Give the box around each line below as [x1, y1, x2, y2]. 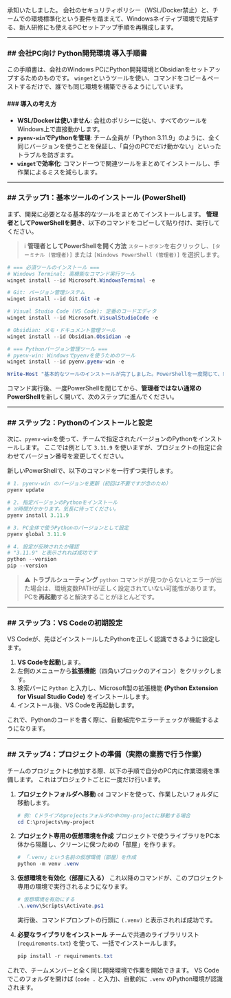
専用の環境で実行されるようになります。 [16, 883, 132, 891]
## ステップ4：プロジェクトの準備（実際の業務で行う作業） [7, 750, 206, 759]
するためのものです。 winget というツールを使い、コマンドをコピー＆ [12, 74, 208, 82]
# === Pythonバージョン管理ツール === [7, 346, 108, 353]
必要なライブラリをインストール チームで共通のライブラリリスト [16, 930, 200, 938]
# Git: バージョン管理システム [7, 289, 85, 296]
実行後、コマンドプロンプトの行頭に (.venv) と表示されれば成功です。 [16, 916, 217, 924]
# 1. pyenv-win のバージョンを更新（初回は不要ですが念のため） [7, 480, 171, 487]
